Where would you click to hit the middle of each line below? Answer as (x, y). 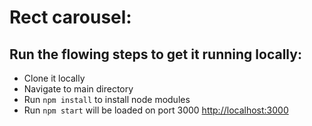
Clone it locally (54, 78)
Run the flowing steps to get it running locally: (155, 54)
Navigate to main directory (78, 89)
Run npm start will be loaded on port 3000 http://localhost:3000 (156, 110)
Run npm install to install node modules (107, 99)
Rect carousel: (70, 17)
